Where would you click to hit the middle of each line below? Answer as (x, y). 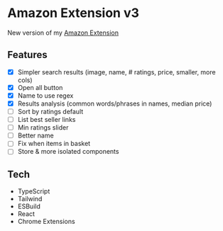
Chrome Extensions (47, 222)
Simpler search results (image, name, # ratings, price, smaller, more (116, 72)
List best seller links (47, 120)
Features (27, 55)
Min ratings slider (43, 128)
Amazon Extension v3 (74, 13)
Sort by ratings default (50, 112)
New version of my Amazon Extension (63, 33)
